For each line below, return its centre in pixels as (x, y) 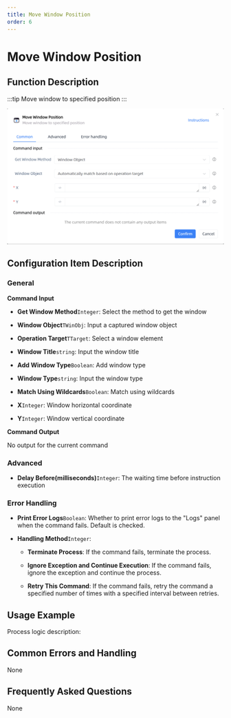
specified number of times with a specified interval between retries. (123, 593)
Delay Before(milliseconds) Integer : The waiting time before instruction (119, 478)
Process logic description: (44, 632)
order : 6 (20, 22)
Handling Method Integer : (54, 539)
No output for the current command (58, 445)
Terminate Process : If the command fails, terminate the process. (119, 552)
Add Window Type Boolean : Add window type (81, 365)
